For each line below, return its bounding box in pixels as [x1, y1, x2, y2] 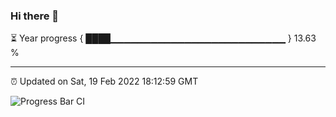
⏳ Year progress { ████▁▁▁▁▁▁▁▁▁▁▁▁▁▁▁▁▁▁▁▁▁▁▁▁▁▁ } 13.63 [10, 32, 317, 44]
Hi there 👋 [10, 9, 60, 23]
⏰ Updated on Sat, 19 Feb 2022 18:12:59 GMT [10, 75, 199, 88]
